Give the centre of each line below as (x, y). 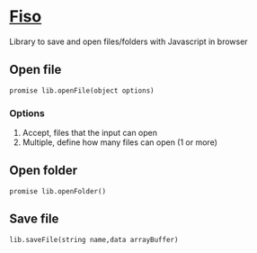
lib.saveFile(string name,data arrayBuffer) (94, 239)
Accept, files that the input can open (90, 133)
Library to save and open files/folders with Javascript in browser (129, 41)
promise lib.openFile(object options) (82, 90)
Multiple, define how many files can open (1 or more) (120, 142)
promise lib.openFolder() (58, 191)
